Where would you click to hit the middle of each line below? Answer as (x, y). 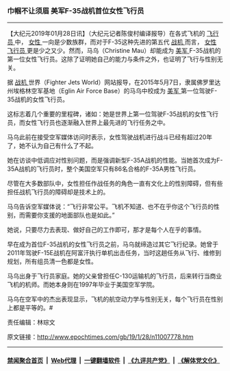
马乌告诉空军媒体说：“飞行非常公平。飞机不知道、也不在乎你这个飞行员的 (111, 206)
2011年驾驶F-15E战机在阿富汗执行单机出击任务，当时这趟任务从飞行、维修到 (114, 253)
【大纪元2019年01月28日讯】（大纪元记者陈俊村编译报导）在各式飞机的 (106, 34)
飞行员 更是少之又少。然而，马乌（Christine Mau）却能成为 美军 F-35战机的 (114, 51)
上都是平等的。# (30, 308)
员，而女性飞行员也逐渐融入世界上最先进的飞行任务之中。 (88, 123)
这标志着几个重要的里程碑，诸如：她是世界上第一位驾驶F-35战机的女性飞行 (113, 114)
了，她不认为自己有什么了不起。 (52, 146)
